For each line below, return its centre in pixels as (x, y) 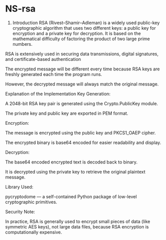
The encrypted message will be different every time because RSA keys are (82, 69)
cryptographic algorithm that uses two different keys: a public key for (84, 28)
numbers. (22, 44)
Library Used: (19, 187)
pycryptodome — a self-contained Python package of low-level (71, 196)
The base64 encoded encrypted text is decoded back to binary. (71, 162)
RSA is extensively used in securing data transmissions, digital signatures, (82, 54)
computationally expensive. (34, 232)
